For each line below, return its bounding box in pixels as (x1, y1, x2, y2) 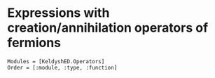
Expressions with (7, 5, 110, 21)
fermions (7, 35, 62, 51)
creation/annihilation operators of (7, 20, 209, 36)
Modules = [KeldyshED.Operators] (7, 58, 105, 65)
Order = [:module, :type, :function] (7, 64, 118, 71)
